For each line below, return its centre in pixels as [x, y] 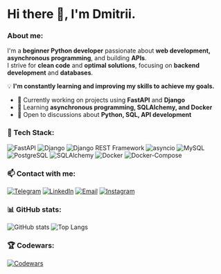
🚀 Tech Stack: [31, 133]
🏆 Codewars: [31, 246]
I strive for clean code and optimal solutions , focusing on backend [103, 66]
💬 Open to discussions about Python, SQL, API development [104, 115]
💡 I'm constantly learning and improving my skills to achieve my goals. [111, 86]
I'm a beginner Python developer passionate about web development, [109, 51]
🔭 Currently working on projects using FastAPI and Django [101, 100]
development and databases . [50, 73]
